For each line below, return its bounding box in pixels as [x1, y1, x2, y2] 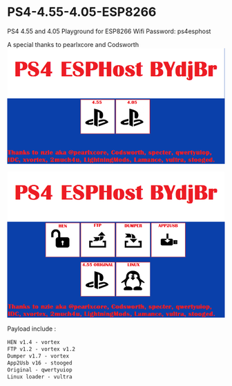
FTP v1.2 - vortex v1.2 [7, 346, 76, 353]
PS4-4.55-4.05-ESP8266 [7, 4, 157, 20]
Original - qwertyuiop [7, 367, 72, 374]
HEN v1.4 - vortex [7, 339, 60, 346]
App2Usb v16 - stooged [7, 360, 72, 367]
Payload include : [7, 324, 57, 333]
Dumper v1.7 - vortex [7, 353, 70, 360]
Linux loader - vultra [7, 374, 72, 380]
